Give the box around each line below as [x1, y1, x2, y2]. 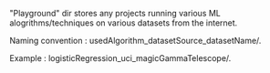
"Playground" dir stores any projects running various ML [9, 8, 221, 18]
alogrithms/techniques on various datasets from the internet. [9, 17, 238, 28]
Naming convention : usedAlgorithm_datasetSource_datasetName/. [9, 36, 262, 46]
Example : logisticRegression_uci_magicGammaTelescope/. [9, 53, 232, 63]
